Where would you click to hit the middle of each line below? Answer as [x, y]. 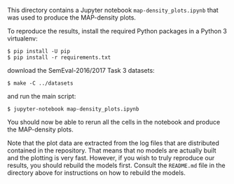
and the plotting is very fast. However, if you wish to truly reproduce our [111, 158]
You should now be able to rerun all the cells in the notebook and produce [114, 122]
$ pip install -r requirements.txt [59, 57]
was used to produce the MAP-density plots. [72, 17]
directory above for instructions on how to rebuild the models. [96, 173]
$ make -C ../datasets [40, 83]
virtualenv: [22, 38]
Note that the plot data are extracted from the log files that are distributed [113, 143]
